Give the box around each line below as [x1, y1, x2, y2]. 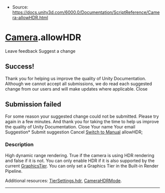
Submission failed [5, 100, 61, 109]
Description [5, 141, 34, 148]
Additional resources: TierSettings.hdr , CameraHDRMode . [5, 177, 122, 184]
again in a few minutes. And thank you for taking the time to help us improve [5, 118, 159, 125]
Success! [5, 63, 34, 71]
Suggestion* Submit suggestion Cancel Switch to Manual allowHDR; [5, 129, 143, 135]
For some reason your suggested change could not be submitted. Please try [5, 113, 159, 119]
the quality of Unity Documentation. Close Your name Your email [5, 124, 136, 129]
